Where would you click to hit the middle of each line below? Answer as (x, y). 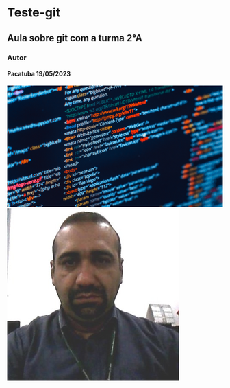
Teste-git (34, 13)
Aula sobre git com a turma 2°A (75, 38)
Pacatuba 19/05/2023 (39, 74)
